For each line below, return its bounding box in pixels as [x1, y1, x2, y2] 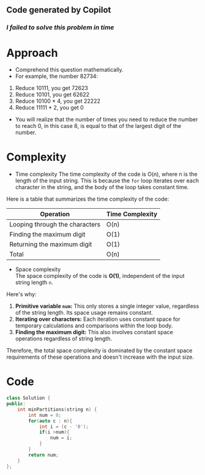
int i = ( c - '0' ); [39, 424, 89, 430]
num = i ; [50, 435, 72, 441]
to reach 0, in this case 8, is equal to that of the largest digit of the [15, 122, 182, 130]
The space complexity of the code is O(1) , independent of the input [15, 272, 185, 280]
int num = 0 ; [28, 412, 62, 418]
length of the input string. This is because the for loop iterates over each [15, 177, 199, 184]
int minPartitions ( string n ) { [17, 406, 97, 413]
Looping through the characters [9, 220, 101, 229]
